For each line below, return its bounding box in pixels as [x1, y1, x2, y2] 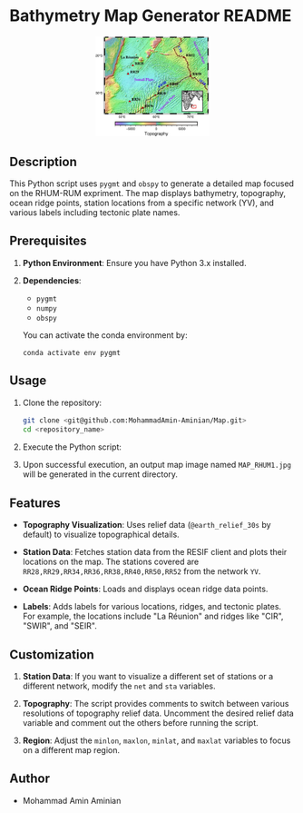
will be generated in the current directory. [22, 469, 179, 480]
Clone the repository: [22, 397, 103, 408]
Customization [9, 647, 95, 662]
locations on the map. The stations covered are [22, 556, 200, 568]
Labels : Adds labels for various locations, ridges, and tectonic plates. [22, 601, 282, 612]
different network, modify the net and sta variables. [22, 680, 216, 691]
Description [9, 154, 77, 169]
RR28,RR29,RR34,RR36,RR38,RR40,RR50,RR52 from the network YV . [22, 566, 261, 577]
